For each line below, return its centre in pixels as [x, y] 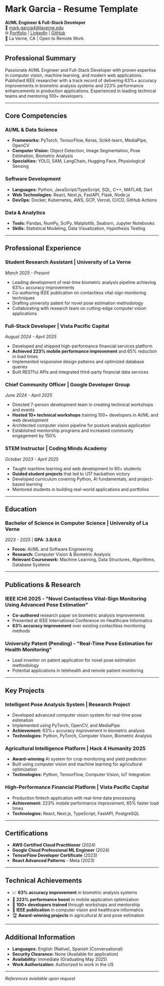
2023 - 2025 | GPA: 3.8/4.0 [33, 540]
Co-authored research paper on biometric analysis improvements [78, 615]
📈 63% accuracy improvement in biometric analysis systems [75, 893]
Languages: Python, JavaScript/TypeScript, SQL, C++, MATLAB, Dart [82, 189]
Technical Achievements [43, 880]
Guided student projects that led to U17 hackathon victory [71, 474]
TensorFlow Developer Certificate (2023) [55, 855]
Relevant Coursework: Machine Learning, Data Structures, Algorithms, [83, 560]
